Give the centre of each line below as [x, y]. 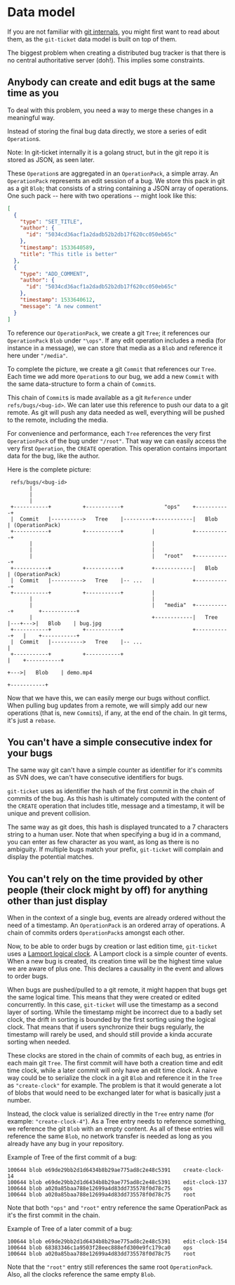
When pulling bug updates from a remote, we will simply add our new [108, 705]
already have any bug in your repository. [66, 1144]
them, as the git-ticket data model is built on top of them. [92, 39]
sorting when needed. [39, 1042]
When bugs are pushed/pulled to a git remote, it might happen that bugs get [117, 990]
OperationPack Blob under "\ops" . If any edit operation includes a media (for [117, 340]
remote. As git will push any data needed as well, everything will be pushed [116, 412]
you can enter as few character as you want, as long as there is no [103, 842]
